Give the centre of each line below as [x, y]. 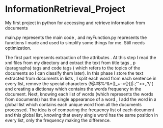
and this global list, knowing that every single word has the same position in [81, 115]
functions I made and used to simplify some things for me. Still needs [75, 42]
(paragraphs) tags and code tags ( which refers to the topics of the [73, 68]
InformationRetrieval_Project [65, 9]
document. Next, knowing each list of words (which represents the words [79, 94]
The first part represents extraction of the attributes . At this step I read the [81, 57]
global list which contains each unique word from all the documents [73, 104]
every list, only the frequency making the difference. [58, 120]
